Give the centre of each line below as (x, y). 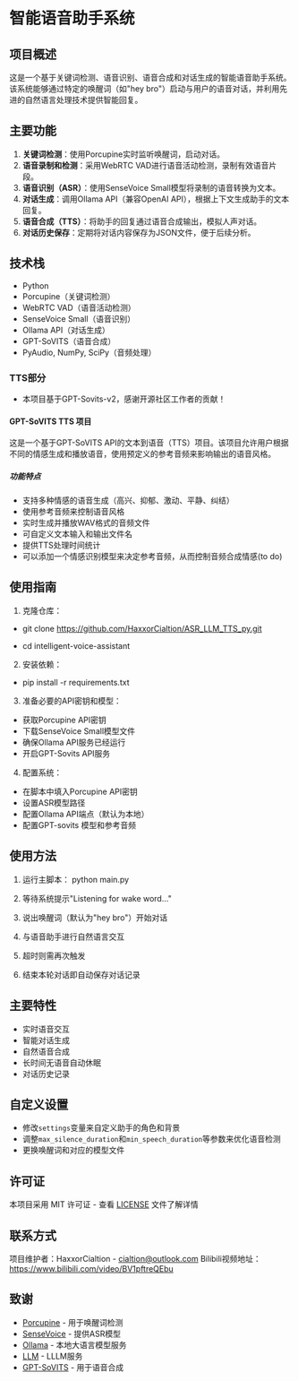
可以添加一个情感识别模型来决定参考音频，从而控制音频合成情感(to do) (152, 557)
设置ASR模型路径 (54, 802)
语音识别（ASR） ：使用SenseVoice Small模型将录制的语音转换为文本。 (151, 187)
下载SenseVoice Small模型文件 (79, 730)
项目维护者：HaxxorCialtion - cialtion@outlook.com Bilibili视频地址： (135, 1258)
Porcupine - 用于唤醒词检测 (72, 1322)
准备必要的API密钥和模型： (72, 701)
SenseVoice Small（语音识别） (79, 318)
